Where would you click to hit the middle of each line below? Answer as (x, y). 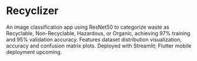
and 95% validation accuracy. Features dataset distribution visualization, (94, 39)
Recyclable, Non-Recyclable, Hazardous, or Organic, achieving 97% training (98, 33)
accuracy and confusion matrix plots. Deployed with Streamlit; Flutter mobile (99, 46)
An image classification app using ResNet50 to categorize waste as (88, 27)
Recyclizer (32, 11)
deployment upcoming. (34, 52)
